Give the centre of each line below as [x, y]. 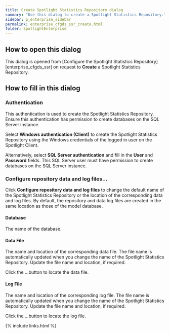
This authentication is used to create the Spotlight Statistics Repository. [80, 114]
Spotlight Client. [22, 145]
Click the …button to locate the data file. [47, 272]
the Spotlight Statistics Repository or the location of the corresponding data [84, 195]
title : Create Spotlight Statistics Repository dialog [64, 10]
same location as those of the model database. [54, 206]
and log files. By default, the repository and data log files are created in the [83, 200]
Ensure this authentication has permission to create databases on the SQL [82, 119]
